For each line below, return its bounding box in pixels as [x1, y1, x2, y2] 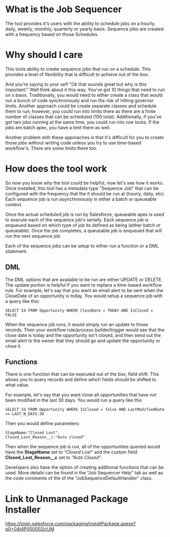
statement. [5, 248, 28, 254]
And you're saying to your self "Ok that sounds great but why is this [5, 81, 147, 87]
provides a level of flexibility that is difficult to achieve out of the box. [5, 71, 149, 77]
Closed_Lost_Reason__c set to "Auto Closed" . [5, 455, 103, 461]
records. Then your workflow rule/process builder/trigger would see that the [5, 327, 165, 333]
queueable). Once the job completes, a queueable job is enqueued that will [5, 228, 162, 234]
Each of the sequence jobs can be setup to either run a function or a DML [5, 243, 159, 249]
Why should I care [5, 49, 83, 61]
